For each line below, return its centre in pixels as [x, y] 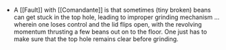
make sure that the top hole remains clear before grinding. [96, 39]
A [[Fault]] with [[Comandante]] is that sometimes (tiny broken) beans [112, 10]
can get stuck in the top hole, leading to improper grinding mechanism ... [116, 17]
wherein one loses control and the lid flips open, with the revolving [108, 24]
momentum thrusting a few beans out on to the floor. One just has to [110, 32]
